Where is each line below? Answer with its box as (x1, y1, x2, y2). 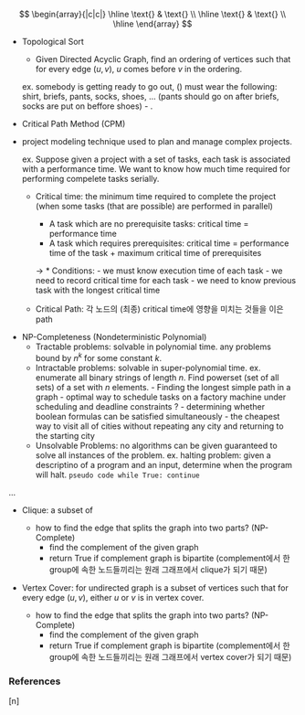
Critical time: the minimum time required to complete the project (35, 191, 276, 201)
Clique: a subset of (21, 504, 93, 516)
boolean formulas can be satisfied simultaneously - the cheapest (35, 411, 280, 422)
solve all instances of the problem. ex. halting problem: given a (35, 449, 271, 461)
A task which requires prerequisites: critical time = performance (48, 238, 289, 249)
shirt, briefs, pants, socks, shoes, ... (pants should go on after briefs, (21, 91, 279, 101)
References (8, 675, 61, 688)
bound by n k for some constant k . (35, 351, 162, 363)
